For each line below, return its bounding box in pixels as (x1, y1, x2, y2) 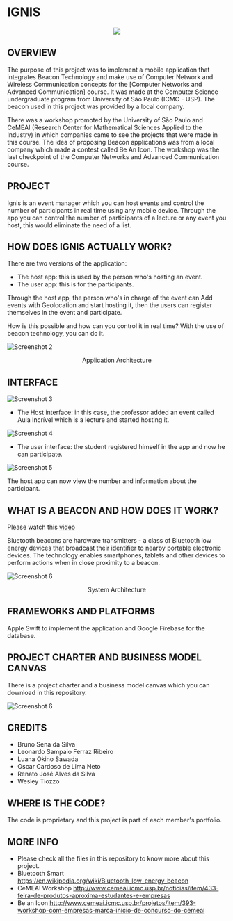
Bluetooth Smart (17, 870, 64, 878)
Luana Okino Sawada (17, 755, 79, 763)
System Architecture (87, 585, 147, 594)
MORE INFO (7, 836, 59, 848)
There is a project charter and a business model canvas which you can (7, 680, 210, 689)
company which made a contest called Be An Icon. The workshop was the (7, 145, 220, 154)
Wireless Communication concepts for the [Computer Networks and (7, 80, 202, 88)
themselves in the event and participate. (7, 309, 122, 317)
